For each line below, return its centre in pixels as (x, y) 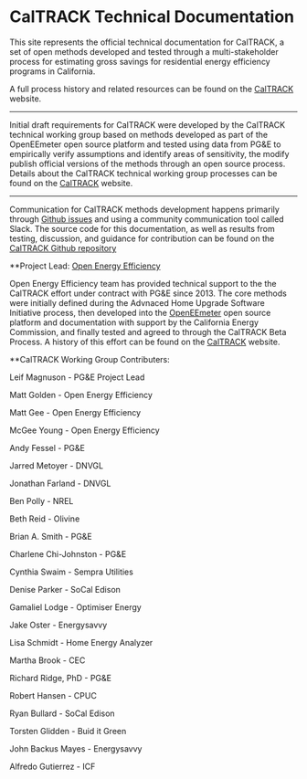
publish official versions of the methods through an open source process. (148, 163)
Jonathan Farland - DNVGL (60, 483)
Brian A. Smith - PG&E (51, 536)
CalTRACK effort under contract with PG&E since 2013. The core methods (148, 293)
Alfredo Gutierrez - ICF (53, 766)
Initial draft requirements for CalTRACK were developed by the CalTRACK (148, 124)
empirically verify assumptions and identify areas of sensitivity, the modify (149, 153)
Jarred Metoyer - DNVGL (56, 465)
